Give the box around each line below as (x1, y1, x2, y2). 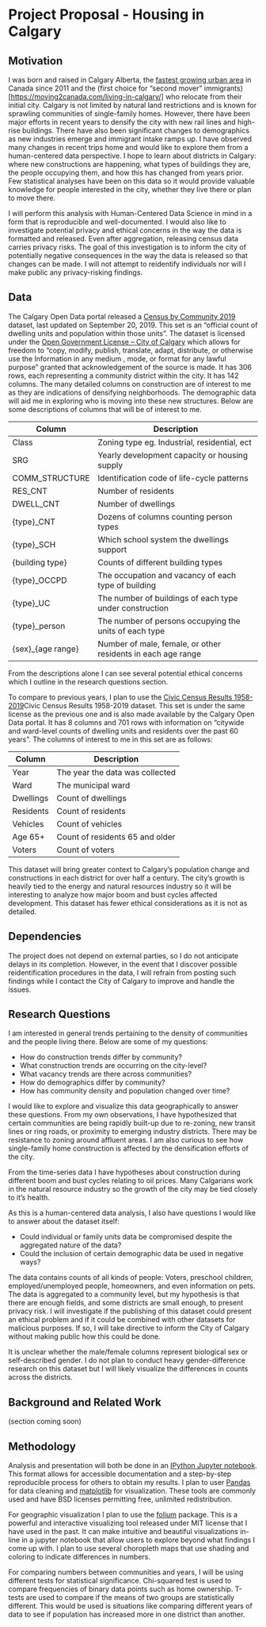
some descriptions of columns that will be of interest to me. (8, 404, 202, 414)
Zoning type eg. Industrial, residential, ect (97, 437, 252, 448)
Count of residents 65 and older (56, 831, 176, 842)
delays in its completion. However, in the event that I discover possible (8, 959, 237, 969)
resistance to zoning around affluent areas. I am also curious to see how (8, 1135, 244, 1145)
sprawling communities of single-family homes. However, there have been (8, 109, 251, 118)
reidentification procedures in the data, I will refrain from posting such (8, 967, 236, 977)
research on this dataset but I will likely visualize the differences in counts (8, 1364, 249, 1374)
